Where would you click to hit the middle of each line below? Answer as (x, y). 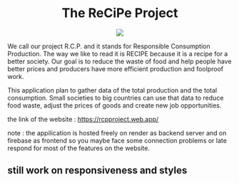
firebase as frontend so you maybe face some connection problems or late (117, 140)
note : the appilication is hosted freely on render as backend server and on (117, 132)
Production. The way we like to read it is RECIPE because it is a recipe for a (118, 53)
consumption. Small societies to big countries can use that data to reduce (116, 98)
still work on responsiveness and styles (97, 171)
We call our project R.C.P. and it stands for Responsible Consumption (109, 46)
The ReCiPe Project (120, 13)
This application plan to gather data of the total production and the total (112, 90)
